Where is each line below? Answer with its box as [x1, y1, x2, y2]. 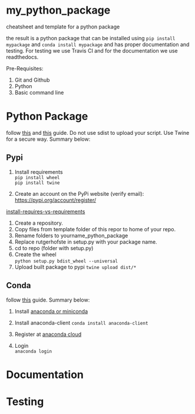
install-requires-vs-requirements [6, 208, 85, 215]
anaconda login [14, 348, 52, 354]
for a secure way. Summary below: [6, 135, 91, 143]
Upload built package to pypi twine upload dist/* [14, 263, 137, 270]
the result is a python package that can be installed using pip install [6, 34, 176, 41]
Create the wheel [14, 251, 57, 258]
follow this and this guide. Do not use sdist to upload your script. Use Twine [6, 129, 190, 136]
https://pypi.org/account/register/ [14, 196, 96, 203]
